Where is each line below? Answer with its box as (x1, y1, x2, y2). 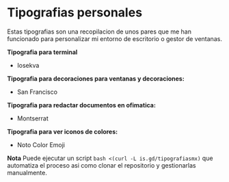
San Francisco (16, 88, 58, 96)
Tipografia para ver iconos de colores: (7, 127, 118, 135)
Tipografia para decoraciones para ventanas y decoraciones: (7, 74, 185, 83)
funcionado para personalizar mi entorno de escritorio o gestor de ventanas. (7, 34, 222, 42)
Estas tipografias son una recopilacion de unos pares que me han (7, 27, 191, 36)
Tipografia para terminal (7, 48, 78, 56)
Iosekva (16, 61, 40, 69)
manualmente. (7, 168, 48, 177)
